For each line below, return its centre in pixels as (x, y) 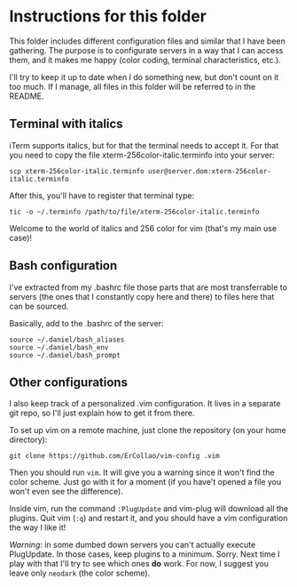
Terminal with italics (66, 124)
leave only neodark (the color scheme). (80, 573)
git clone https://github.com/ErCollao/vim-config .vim (114, 456)
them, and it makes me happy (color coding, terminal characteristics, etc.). (145, 60)
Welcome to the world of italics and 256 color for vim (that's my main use (143, 228)
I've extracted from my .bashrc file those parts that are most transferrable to (148, 287)
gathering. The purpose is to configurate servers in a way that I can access (146, 50)
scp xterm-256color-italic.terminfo (77, 171)
